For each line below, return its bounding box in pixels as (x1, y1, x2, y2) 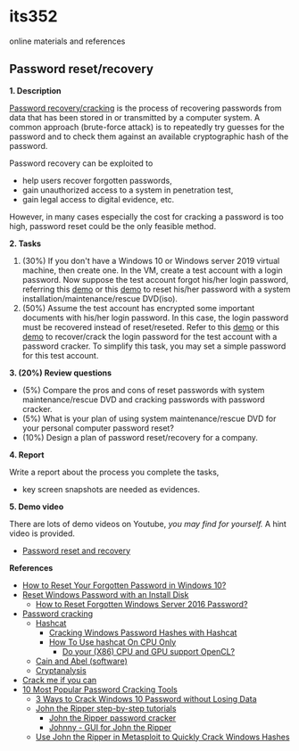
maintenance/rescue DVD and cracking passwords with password (21, 394, 265, 405)
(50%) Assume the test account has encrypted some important (21, 302, 255, 313)
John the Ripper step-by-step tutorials (35, 703, 177, 714)
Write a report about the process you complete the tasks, (9, 466, 220, 477)
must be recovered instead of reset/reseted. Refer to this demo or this (21, 321, 279, 332)
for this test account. (21, 350, 99, 360)
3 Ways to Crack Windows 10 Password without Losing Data (35, 693, 257, 704)
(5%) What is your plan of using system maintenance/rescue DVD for (21, 413, 277, 424)
